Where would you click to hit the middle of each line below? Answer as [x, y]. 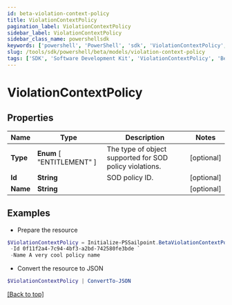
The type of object [137, 149]
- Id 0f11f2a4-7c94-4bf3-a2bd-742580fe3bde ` [75, 249]
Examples [29, 214]
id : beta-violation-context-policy [58, 13]
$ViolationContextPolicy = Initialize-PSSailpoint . [83, 242]
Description [145, 137]
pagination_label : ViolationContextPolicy [69, 26]
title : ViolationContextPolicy [52, 20]
